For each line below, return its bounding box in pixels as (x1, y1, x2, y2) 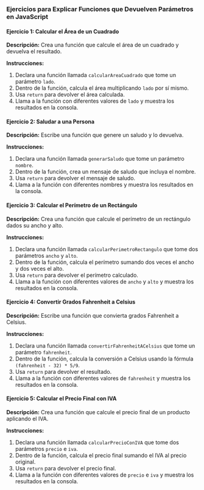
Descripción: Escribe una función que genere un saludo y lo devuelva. (6, 131, 184, 139)
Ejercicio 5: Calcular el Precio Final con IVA (6, 395, 117, 402)
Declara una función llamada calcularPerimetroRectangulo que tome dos (15, 245, 199, 252)
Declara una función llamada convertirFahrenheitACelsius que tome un (15, 342, 195, 349)
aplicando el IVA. (6, 415, 49, 422)
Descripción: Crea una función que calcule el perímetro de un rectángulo (6, 215, 191, 222)
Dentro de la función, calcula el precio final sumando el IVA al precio (15, 452, 187, 459)
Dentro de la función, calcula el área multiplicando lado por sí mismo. (15, 84, 189, 92)
